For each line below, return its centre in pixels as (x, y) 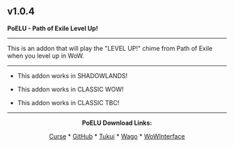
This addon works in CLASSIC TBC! (68, 102)
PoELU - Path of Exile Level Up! (53, 28)
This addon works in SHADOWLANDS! (72, 75)
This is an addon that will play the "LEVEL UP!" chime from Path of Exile (110, 48)
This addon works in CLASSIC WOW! (70, 89)
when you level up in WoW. (46, 56)
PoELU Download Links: (117, 123)
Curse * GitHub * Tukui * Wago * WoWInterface (117, 136)
